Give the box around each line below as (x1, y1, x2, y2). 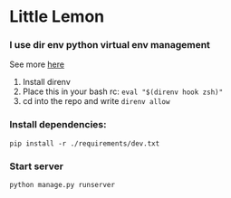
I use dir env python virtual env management (9, 39, 211, 52)
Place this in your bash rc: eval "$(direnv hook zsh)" (22, 86, 224, 97)
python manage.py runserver (9, 181, 116, 190)
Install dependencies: (9, 118, 107, 131)
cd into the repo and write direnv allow (22, 96, 170, 107)
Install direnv (22, 77, 71, 88)
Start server (9, 160, 63, 173)
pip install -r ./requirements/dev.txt (9, 138, 160, 148)
